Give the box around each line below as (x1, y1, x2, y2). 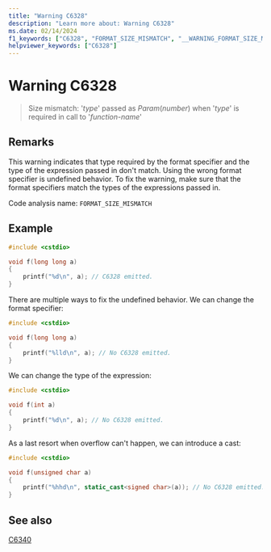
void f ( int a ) (8, 401, 56, 409)
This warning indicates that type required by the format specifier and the (8, 157, 250, 166)
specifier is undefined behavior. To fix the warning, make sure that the (8, 174, 242, 183)
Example (8, 221, 53, 235)
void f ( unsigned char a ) (8, 468, 92, 477)
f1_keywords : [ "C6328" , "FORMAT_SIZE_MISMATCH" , (8, 34, 175, 43)
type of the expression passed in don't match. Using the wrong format (8, 165, 242, 175)
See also (8, 513, 52, 527)
